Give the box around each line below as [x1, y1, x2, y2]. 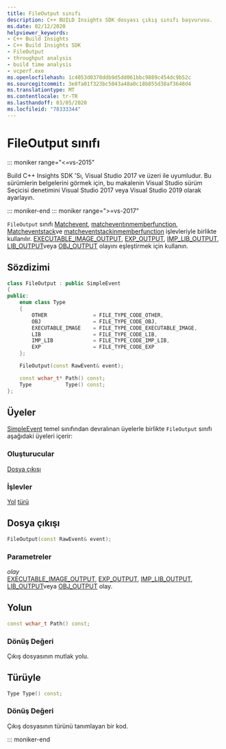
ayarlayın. [7, 193, 35, 201]
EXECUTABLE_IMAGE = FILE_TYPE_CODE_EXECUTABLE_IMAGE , [32, 324, 197, 332]
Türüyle [7, 672, 41, 684]
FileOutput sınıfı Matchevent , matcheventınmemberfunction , [7, 220, 178, 228]
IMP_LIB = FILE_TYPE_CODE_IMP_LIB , [32, 337, 170, 344]
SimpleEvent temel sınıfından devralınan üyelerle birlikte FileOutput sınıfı [7, 425, 212, 433]
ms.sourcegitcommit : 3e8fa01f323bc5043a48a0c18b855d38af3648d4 [7, 80, 192, 87]
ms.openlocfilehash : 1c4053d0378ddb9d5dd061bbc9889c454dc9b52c [7, 73, 192, 81]
